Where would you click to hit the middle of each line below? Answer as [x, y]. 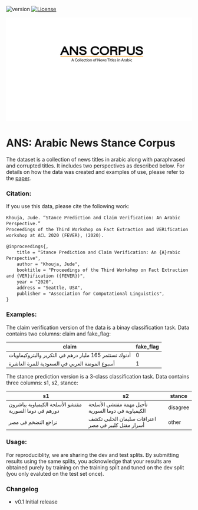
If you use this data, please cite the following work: [68, 206]
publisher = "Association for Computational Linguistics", [91, 294]
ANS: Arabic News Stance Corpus [91, 143]
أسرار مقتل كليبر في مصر [116, 425]
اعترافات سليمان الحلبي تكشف [122, 419]
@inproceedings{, [27, 247]
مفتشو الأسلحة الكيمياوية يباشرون [45, 404]
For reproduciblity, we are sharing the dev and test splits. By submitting [93, 455]
